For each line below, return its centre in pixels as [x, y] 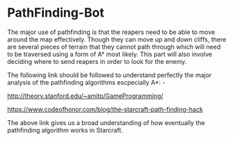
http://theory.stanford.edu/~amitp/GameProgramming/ [85, 96]
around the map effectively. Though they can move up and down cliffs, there [117, 39]
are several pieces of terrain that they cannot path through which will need [114, 47]
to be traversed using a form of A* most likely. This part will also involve [110, 54]
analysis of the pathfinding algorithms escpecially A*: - [86, 82]
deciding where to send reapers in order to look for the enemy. [97, 61]
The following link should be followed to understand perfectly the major [110, 75]
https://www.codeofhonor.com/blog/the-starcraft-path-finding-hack [105, 109]
